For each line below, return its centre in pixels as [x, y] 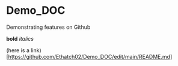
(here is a [18, 50]
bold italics [20, 38]
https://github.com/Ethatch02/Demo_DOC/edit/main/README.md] [90, 56]
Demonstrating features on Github [48, 27]
